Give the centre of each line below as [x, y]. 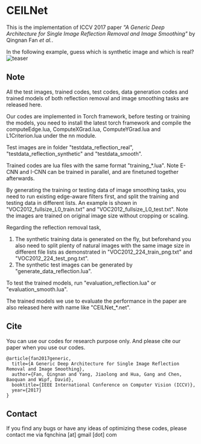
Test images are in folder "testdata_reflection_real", [70, 147]
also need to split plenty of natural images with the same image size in [102, 245]
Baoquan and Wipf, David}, [40, 379]
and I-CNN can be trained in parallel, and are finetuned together [99, 172]
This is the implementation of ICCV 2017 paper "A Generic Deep [85, 27]
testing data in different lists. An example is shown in [72, 202]
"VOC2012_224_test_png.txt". [52, 258]
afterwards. [21, 178]
